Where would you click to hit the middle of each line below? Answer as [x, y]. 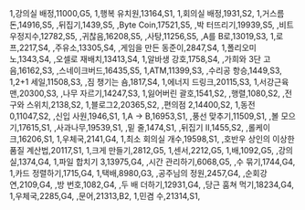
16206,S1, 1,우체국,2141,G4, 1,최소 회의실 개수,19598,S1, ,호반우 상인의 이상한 [156, 139]
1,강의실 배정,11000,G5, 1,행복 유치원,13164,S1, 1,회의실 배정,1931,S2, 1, [136, 13]
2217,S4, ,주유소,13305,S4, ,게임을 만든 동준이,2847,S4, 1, [123, 47]
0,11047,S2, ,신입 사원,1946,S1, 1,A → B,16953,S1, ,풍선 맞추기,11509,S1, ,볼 [144, 116]
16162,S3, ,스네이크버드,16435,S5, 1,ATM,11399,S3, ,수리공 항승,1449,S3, [150, 70]
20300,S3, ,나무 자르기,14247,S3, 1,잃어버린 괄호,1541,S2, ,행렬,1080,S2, [149, 93]
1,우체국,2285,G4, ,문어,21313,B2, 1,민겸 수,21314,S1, [105, 196]
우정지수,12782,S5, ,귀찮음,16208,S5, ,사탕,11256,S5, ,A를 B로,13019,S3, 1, [143, 36]
